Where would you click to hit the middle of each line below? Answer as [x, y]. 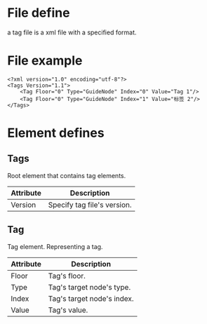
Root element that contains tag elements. [67, 175]
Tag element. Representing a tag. [55, 246]
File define [39, 13]
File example [45, 61]
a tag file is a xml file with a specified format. [72, 32]
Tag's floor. [67, 276]
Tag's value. [68, 310]
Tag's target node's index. [91, 298]
